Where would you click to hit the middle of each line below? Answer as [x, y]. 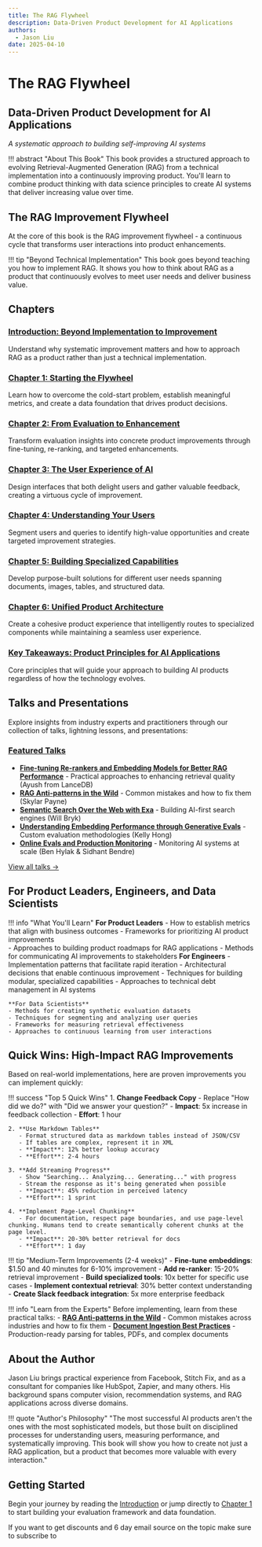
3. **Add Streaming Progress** [59, 1170]
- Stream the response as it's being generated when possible [122, 1184]
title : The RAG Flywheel [49, 15]
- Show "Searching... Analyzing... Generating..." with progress [127, 1177]
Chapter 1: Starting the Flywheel [71, 378]
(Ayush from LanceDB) [56, 784]
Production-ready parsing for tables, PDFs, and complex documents [118, 1335]
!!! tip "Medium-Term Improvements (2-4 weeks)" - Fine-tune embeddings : [131, 1261]
